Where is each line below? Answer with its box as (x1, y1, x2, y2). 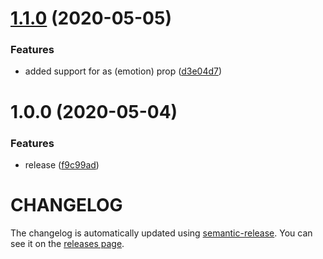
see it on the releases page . (10, 237, 125, 249)
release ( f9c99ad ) (24, 158, 100, 171)
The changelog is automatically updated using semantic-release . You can (10, 227, 313, 239)
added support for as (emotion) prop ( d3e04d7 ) (24, 65, 223, 77)
